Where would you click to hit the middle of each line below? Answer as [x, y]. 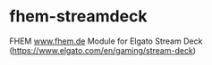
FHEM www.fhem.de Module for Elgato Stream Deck [106, 41]
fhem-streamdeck [78, 16]
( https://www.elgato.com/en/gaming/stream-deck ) [103, 50]
